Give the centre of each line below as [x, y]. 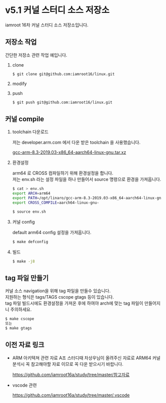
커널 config [24, 222]
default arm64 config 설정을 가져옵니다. [52, 232]
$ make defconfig [30, 242]
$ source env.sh [29, 212]
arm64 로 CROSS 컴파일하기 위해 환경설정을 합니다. [63, 173]
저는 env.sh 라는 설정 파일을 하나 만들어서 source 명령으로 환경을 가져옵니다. [87, 179]
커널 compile [25, 119]
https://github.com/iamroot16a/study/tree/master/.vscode [71, 395]
